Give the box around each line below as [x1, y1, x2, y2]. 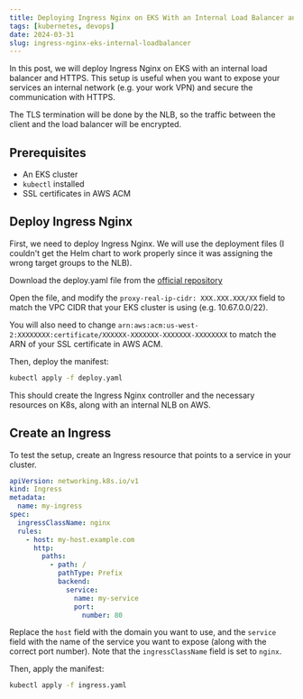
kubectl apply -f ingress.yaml [9, 681, 127, 690]
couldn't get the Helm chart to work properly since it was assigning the [9, 247, 273, 258]
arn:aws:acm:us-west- [117, 321, 199, 330]
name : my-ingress [17, 501, 83, 510]
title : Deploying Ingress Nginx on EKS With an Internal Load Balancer [9, 13, 284, 23]
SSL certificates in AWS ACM [22, 189, 131, 199]
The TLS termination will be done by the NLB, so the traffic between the [9, 109, 276, 120]
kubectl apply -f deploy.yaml [9, 373, 124, 382]
